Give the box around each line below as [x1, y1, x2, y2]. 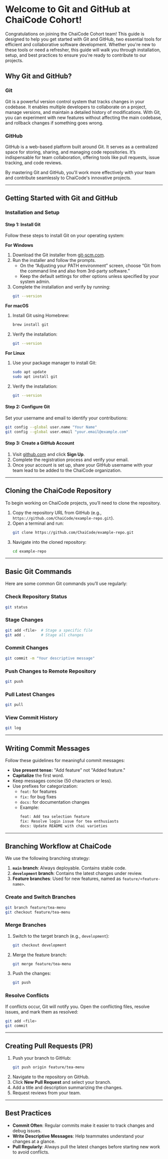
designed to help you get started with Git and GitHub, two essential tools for [5, 36, 161, 42]
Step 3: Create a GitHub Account [5, 440, 74, 446]
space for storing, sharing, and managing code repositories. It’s [5, 149, 136, 155]
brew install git [12, 322, 49, 327]
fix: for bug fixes [19, 794, 56, 800]
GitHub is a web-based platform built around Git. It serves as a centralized [5, 143, 158, 150]
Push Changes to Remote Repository [5, 667, 96, 674]
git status [5, 605, 28, 610]
